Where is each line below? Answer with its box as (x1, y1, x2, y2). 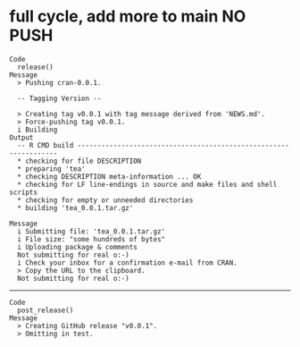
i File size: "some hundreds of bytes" (17, 234, 166, 243)
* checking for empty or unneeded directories (17, 195, 194, 205)
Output (9, 132, 34, 142)
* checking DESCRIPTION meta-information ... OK (17, 172, 202, 181)
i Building (17, 125, 58, 134)
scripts (9, 188, 38, 197)
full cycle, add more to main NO (9, 6, 246, 27)
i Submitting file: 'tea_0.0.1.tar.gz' (17, 226, 166, 236)
